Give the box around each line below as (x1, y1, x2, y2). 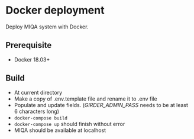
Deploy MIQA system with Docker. (5, 23, 89, 30)
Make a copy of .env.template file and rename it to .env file (14, 95, 157, 102)
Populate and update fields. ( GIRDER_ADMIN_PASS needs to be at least (14, 101, 189, 108)
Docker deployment (5, 4, 105, 17)
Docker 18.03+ (14, 56, 50, 63)
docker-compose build (14, 115, 67, 121)
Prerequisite (5, 40, 52, 50)
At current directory (14, 89, 63, 96)
